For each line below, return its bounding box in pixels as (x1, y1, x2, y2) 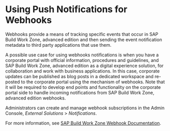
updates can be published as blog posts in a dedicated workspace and (5, 73, 154, 79)
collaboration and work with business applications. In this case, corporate (5, 68, 160, 74)
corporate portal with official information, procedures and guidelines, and (5, 57, 159, 63)
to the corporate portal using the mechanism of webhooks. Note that (21, 79, 165, 85)
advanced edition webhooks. (5, 95, 66, 101)
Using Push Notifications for (5, 4, 128, 15)
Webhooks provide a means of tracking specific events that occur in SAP (5, 31, 159, 37)
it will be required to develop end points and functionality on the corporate (5, 84, 161, 90)
